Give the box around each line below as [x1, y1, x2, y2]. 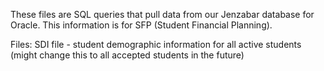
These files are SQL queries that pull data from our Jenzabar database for [10, 9, 315, 20]
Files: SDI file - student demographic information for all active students [10, 39, 302, 50]
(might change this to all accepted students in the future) [10, 49, 245, 61]
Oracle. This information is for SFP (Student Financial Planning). [10, 19, 273, 31]
